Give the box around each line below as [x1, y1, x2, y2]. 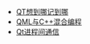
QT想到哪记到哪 [15, 7, 69, 16]
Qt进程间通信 [15, 27, 60, 36]
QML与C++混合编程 [15, 17, 82, 26]
